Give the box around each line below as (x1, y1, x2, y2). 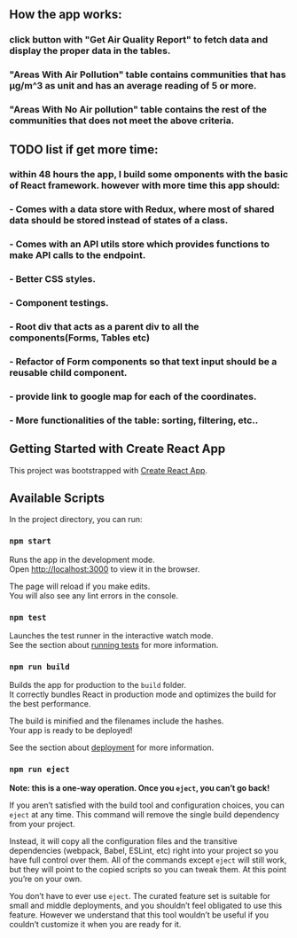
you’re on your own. (9, 873, 82, 884)
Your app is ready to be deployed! (9, 725, 133, 736)
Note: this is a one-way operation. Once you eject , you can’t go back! (9, 782, 270, 793)
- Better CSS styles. (9, 273, 96, 285)
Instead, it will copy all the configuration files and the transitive (9, 835, 238, 846)
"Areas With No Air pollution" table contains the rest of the (9, 104, 268, 116)
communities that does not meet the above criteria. (9, 114, 235, 127)
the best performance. (9, 699, 91, 709)
